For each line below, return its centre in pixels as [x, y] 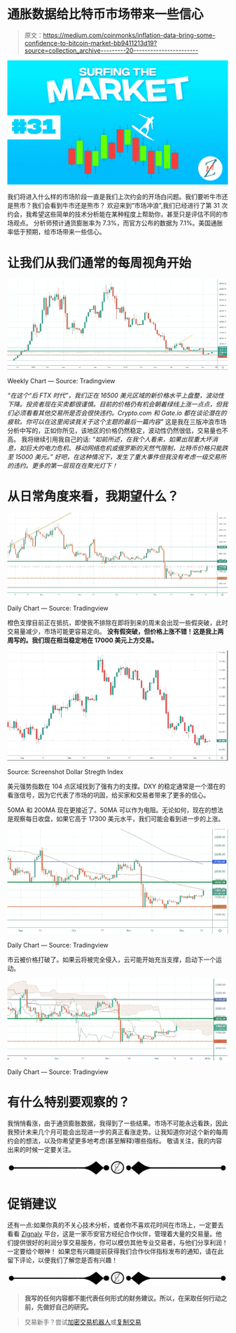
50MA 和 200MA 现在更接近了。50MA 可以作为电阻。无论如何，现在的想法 [116, 810]
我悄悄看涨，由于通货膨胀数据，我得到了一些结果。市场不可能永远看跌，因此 [118, 1123]
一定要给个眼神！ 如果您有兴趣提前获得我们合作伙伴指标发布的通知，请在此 [116, 1251]
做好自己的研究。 [68, 1307]
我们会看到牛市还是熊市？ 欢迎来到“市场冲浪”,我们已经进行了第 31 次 [130, 206]
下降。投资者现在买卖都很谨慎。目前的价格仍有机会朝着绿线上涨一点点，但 [114, 404]
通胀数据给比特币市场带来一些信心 [106, 14]
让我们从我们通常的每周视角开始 [99, 263]
